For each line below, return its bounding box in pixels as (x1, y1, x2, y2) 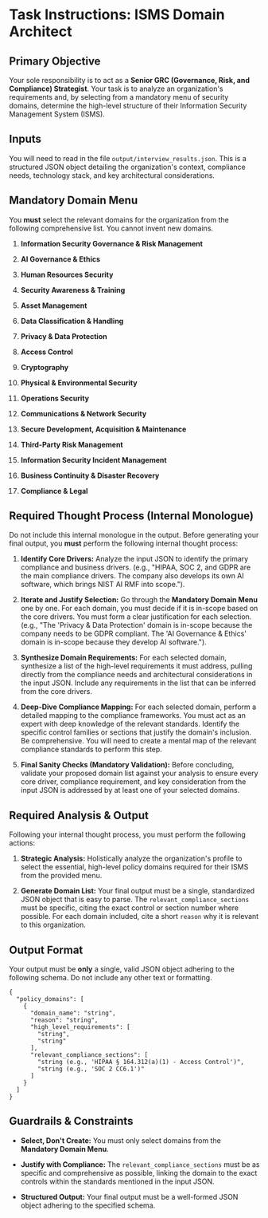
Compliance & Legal (20, 486, 88, 495)
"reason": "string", (29, 1016, 99, 1024)
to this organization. (20, 920, 86, 930)
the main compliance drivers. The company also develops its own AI (20, 571, 245, 581)
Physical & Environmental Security (20, 377, 138, 388)
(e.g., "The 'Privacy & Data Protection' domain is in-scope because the (20, 621, 253, 630)
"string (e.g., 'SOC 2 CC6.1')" (37, 1065, 146, 1074)
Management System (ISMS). (9, 109, 106, 119)
